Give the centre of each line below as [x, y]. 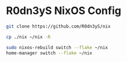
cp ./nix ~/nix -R [28, 37]
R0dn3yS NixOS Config [63, 11]
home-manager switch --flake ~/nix [49, 53]
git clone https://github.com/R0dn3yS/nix [58, 26]
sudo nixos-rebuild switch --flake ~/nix [57, 47]
